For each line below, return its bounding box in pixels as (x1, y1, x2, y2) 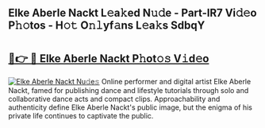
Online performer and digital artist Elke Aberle (101, 77, 252, 86)
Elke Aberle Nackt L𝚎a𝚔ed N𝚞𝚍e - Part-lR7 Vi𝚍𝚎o (8, 6, 257, 20)
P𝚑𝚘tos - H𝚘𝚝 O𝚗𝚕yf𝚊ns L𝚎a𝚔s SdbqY (8, 19, 205, 33)
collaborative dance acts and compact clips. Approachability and (8, 95, 221, 103)
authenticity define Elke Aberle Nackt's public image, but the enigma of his (8, 103, 252, 112)
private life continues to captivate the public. (8, 111, 154, 120)
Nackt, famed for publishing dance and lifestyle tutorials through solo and (8, 86, 249, 95)
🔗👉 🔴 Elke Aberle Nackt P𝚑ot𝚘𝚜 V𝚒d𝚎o (8, 52, 209, 65)
